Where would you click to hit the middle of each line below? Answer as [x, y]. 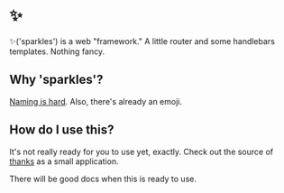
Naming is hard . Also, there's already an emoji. [96, 101]
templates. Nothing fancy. [57, 51]
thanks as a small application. [64, 161]
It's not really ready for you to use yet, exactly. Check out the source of [142, 152]
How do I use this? [62, 130]
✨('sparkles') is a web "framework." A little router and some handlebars [142, 41]
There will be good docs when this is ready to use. [103, 179]
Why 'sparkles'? [56, 80]
